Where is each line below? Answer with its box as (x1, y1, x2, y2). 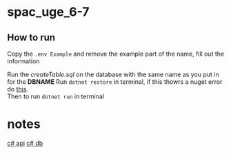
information (7, 57, 40, 65)
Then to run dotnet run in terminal (7, 92, 105, 100)
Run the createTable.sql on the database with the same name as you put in (7, 70, 219, 78)
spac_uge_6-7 (7, 4, 90, 20)
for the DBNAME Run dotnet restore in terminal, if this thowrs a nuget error (7, 78, 223, 86)
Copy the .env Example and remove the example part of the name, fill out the (7, 49, 225, 58)
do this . (7, 85, 29, 93)
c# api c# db (7, 139, 43, 147)
